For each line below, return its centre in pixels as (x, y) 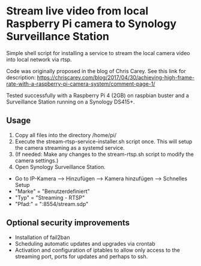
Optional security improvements (68, 223)
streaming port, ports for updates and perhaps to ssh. (81, 256)
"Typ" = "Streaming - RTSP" (50, 197)
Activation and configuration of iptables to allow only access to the (97, 250)
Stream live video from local (77, 11)
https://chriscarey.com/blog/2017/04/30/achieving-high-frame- (116, 77)
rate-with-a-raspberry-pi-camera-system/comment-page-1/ (81, 84)
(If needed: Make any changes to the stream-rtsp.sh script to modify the (104, 154)
